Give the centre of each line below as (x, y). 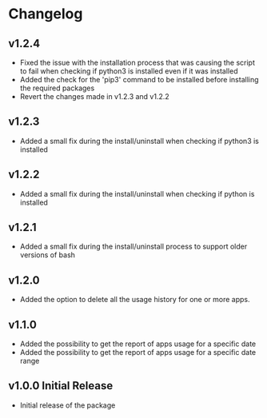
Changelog (46, 14)
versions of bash (48, 255)
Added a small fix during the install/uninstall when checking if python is (137, 193)
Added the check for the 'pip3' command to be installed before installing (139, 80)
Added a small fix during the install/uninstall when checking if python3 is (139, 141)
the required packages (57, 88)
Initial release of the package (68, 405)
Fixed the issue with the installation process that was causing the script (137, 62)
